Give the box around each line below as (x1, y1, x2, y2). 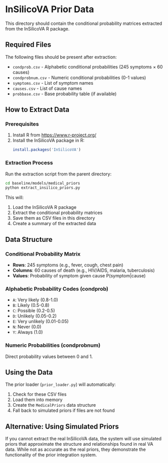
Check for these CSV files (12, 391, 67, 398)
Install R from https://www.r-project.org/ (12, 132, 97, 138)
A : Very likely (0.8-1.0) (12, 297, 58, 303)
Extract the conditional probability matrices (12, 209, 103, 216)
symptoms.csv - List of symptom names (12, 80, 94, 86)
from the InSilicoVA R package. (5, 25, 70, 31)
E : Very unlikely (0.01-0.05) (12, 318, 69, 325)
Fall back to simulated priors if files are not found (12, 407, 115, 414)
